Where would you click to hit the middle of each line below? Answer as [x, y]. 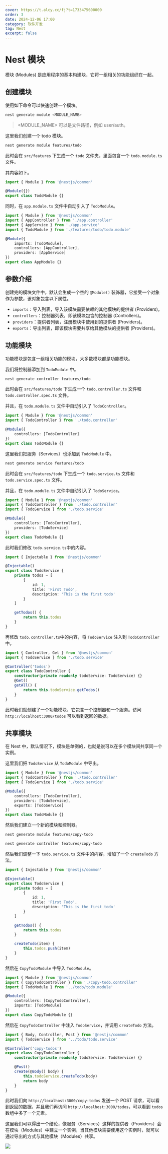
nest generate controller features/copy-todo [53, 844]
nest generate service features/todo [45, 463]
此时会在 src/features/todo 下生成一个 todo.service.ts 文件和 [70, 473]
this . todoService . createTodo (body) [60, 1076]
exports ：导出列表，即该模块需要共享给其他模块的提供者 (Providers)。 [85, 328]
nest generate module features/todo [43, 145]
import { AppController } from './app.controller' [59, 220]
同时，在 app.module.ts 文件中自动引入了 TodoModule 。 [61, 206]
